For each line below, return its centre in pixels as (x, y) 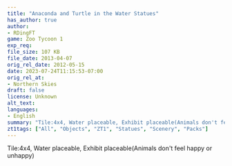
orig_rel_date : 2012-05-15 (46, 65)
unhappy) (21, 156)
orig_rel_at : (26, 77)
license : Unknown (32, 97)
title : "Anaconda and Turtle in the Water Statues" (83, 13)
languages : (23, 110)
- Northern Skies (32, 84)
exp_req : (20, 45)
